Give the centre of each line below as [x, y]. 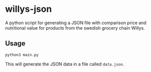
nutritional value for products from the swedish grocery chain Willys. [75, 28]
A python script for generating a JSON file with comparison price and [76, 23]
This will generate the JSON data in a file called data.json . [65, 64]
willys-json [28, 9]
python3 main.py [22, 55]
